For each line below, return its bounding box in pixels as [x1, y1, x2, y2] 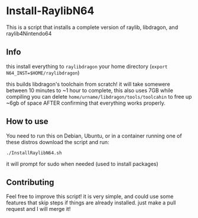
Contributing [6, 177, 54, 187]
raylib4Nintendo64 [6, 30, 52, 37]
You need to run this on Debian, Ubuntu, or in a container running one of [6, 132, 182, 139]
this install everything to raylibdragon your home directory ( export [6, 63, 168, 70]
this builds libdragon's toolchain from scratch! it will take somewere [6, 80, 170, 87]
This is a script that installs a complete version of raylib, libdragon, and [6, 24, 178, 31]
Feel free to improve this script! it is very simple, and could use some [6, 193, 174, 200]
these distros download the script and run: [6, 138, 109, 145]
